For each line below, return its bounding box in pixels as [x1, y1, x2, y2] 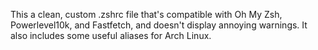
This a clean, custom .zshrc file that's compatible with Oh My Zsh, [10, 9, 283, 20]
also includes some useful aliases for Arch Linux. [10, 30, 212, 41]
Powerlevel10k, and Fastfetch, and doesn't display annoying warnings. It [10, 19, 308, 31]
